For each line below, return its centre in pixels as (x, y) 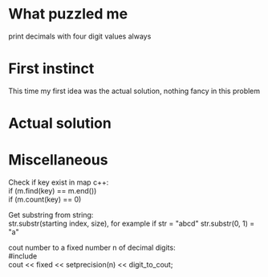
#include (23, 256)
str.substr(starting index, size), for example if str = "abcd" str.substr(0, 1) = (132, 223)
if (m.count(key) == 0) (45, 199)
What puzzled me (68, 14)
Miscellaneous (58, 160)
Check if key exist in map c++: (59, 182)
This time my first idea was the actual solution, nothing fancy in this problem (134, 91)
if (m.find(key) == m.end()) (53, 191)
